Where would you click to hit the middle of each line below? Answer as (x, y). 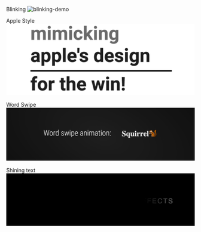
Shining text (21, 170)
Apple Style (20, 21)
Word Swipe (21, 104)
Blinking (16, 9)
